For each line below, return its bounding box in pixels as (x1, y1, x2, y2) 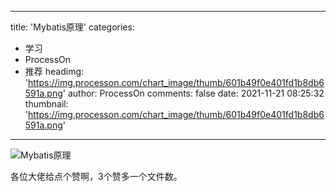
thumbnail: (24, 98, 69, 110)
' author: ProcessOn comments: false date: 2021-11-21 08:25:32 (62, 87, 325, 99)
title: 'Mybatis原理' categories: (10, 21, 135, 33)
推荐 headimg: (24, 66, 85, 77)
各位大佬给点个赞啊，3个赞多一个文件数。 (10, 171, 183, 182)
